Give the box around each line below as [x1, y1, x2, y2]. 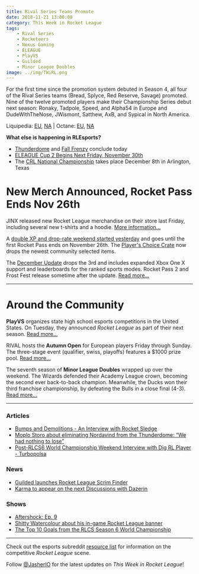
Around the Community [6, 298, 124, 312]
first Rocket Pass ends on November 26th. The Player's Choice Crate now [6, 242, 187, 249]
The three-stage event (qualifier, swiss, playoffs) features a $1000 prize [6, 348, 181, 356]
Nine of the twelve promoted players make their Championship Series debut [6, 99, 191, 106]
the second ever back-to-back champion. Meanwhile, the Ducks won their [6, 379, 188, 386]
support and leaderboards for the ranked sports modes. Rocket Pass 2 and [6, 265, 189, 273]
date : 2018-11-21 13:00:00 [6, 14, 73, 20]
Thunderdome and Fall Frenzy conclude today [14, 145, 127, 153]
